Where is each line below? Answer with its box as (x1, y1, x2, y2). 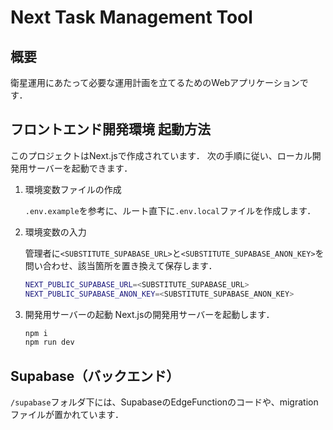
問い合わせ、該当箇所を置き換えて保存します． (24, 259, 218, 271)
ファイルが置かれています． (10, 409, 125, 421)
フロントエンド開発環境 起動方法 (10, 121, 211, 138)
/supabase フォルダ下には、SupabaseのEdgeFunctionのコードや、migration (10, 396, 319, 408)
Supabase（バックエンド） (10, 367, 180, 385)
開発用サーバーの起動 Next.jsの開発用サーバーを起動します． (24, 308, 275, 320)
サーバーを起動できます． (27, 162, 133, 174)
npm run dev (24, 337, 75, 348)
